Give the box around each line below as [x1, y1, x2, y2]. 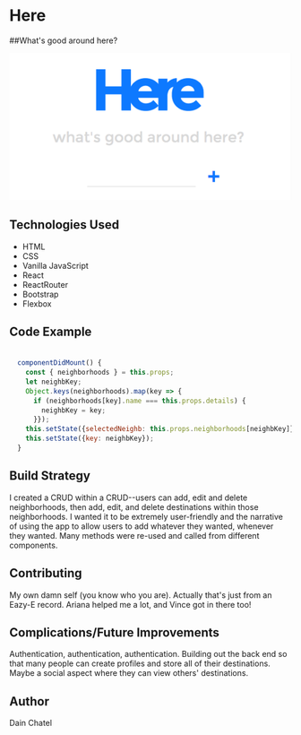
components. [9, 540, 58, 550]
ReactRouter [21, 279, 69, 290]
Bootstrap [21, 289, 59, 299]
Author [9, 694, 49, 709]
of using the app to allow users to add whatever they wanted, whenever [9, 521, 274, 532]
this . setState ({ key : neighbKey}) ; [25, 434, 154, 444]
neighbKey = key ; [41, 405, 106, 415]
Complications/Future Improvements [9, 625, 219, 640]
